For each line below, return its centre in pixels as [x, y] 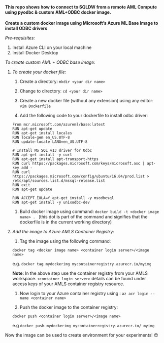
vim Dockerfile [35, 106]
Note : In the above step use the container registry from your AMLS [80, 273]
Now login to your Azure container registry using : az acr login [84, 294]
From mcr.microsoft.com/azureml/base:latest [59, 125]
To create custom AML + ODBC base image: [50, 62]
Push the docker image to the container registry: [69, 307]
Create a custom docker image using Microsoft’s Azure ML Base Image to [82, 23]
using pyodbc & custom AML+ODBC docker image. [58, 12]
